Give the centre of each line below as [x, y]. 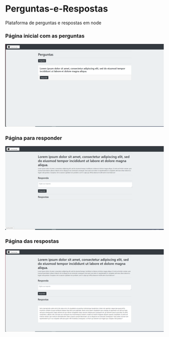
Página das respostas [32, 241]
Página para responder [34, 138]
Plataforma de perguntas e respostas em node [53, 23]
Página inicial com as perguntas [45, 36]
